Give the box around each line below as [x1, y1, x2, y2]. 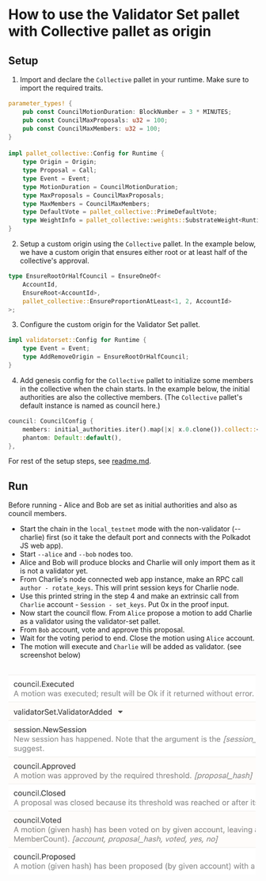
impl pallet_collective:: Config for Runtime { [8, 150, 165, 158]
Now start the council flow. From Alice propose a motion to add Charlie [19, 608, 253, 618]
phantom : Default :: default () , [22, 434, 123, 442]
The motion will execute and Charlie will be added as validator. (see [19, 642, 241, 651]
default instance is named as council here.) [19, 401, 161, 410]
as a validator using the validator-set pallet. [19, 617, 161, 626]
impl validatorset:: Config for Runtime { [8, 336, 147, 344]
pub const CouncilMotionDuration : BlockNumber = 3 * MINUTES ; [22, 108, 232, 116]
